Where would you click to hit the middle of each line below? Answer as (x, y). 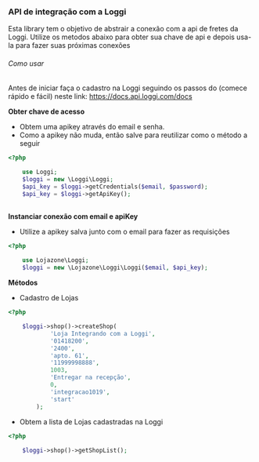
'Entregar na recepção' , (90, 378)
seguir (30, 143)
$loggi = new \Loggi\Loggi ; (68, 180)
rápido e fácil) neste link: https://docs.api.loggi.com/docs (101, 96)
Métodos (23, 283)
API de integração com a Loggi (67, 12)
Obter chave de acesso (47, 111)
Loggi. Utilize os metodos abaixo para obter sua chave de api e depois (121, 37)
